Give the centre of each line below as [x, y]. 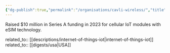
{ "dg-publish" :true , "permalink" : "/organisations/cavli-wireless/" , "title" [86, 10]
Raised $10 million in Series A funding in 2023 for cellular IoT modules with [83, 24]
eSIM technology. [24, 30]
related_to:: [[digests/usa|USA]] [38, 45]
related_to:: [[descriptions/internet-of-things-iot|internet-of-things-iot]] [79, 39]
